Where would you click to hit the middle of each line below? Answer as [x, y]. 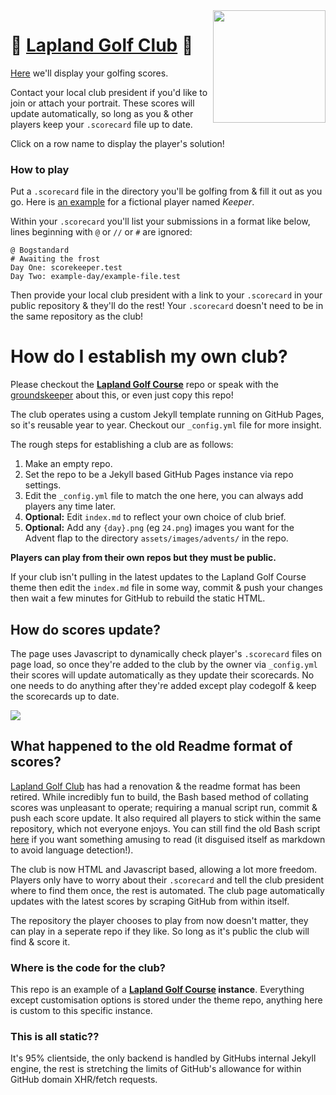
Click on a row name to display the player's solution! [117, 143]
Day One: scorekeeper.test [66, 268]
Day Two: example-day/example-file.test [96, 277]
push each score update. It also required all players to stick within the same [166, 818]
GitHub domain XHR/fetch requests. [84, 1080]
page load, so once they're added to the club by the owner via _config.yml [164, 664]
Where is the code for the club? [88, 967]
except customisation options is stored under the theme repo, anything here [166, 1000]
